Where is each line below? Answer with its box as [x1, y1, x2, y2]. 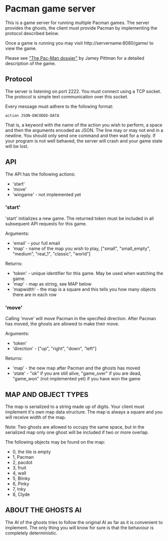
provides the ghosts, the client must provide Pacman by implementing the [5, 25, 157, 31]
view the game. [5, 45, 37, 51]
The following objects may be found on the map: [5, 439, 105, 445]
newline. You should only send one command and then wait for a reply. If [5, 132, 156, 139]
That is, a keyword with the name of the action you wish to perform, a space [5, 121, 162, 128]
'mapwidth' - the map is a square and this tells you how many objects [12, 286, 156, 292]
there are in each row [12, 292, 57, 298]
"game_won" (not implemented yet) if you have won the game [12, 376, 140, 382]
